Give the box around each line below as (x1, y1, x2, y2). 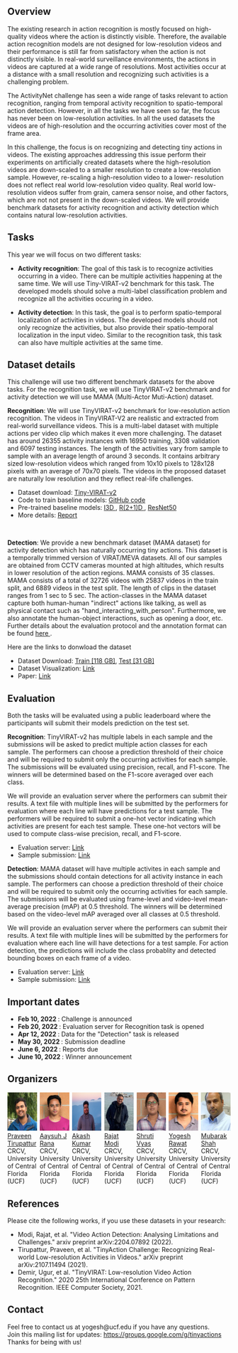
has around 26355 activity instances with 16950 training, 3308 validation (7, 437, 220, 445)
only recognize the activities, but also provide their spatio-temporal (17, 323, 214, 331)
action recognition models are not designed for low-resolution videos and (7, 39, 222, 48)
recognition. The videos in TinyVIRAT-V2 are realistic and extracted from (7, 414, 219, 422)
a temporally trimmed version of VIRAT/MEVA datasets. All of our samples (7, 554, 222, 562)
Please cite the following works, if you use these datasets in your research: (7, 1216, 227, 1225)
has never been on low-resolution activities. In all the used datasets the (7, 114, 215, 122)
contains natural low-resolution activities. (7, 210, 127, 219)
